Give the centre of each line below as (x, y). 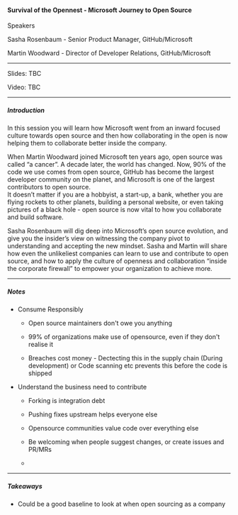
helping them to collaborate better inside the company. (87, 143)
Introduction (26, 110)
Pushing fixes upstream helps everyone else (93, 414)
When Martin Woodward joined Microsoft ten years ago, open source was (115, 157)
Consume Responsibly (50, 309)
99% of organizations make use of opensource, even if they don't (124, 337)
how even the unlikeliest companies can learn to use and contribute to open (118, 254)
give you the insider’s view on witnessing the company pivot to (99, 238)
